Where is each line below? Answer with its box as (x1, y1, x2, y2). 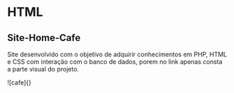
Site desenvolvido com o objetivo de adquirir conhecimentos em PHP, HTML (7, 50, 228, 58)
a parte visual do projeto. (7, 65, 79, 73)
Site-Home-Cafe (7, 32, 81, 44)
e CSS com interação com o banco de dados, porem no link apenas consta (7, 58, 223, 66)
